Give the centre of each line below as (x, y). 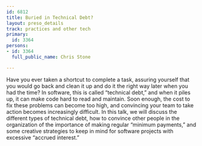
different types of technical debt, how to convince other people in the (93, 118)
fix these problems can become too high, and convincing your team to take (100, 105)
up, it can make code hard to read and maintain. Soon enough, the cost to (98, 99)
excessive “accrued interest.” (43, 138)
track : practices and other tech (49, 29)
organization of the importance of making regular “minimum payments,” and (101, 124)
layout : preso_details (35, 23)
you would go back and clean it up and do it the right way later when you (97, 86)
